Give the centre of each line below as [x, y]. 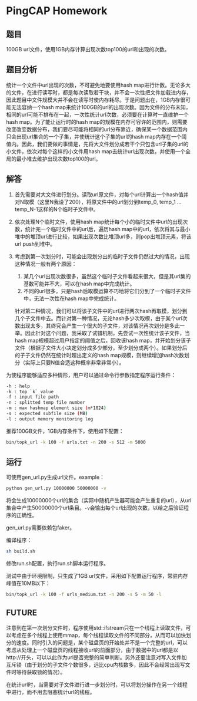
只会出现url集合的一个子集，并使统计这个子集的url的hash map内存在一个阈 [96, 136]
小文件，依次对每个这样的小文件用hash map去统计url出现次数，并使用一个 [96, 151]
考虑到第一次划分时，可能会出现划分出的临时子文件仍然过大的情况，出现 [102, 256]
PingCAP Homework [57, 11]
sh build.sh [21, 552]
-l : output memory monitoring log [50, 419]
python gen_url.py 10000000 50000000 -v [56, 488]
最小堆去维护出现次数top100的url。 [59, 159]
